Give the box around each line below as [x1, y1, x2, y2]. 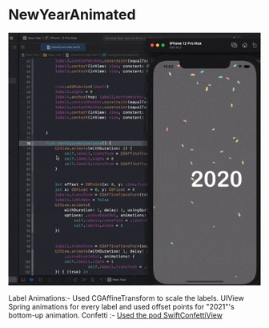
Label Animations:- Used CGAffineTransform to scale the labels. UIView [8, 293, 244, 302]
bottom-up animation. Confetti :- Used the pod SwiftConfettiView [8, 310, 223, 320]
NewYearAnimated [8, 6, 136, 24]
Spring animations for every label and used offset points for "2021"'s [8, 302, 235, 311]
